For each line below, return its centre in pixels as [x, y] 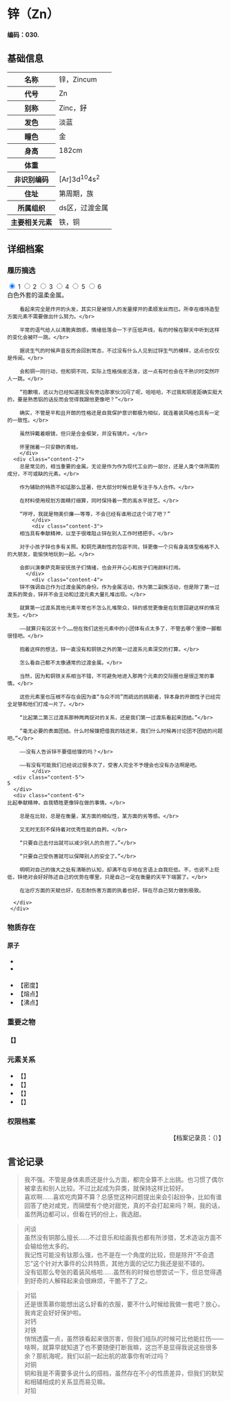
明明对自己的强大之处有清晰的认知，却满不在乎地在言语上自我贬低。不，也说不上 [117, 870]
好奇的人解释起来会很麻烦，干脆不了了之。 [91, 1281]
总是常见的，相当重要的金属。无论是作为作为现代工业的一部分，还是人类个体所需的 [120, 467]
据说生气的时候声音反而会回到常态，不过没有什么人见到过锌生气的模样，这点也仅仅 [120, 351]
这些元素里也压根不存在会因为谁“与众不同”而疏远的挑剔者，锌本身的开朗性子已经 [118, 697]
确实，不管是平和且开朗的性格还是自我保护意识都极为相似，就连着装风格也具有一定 [120, 413]
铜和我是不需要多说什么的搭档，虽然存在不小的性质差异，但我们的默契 [124, 1373]
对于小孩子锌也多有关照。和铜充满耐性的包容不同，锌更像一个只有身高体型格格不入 [120, 547]
